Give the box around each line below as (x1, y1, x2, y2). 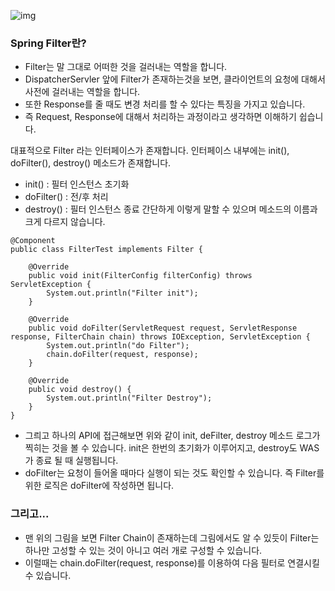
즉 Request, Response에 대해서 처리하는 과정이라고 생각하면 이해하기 (24, 111, 297, 123)
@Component (10, 236, 56, 246)
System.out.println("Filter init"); (46, 288, 199, 299)
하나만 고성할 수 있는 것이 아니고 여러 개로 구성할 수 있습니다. (24, 544, 263, 556)
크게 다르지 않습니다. (24, 216, 106, 228)
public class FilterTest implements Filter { (10, 245, 203, 255)
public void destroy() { (28, 385, 132, 395)
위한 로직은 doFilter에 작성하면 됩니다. (24, 480, 175, 492)
